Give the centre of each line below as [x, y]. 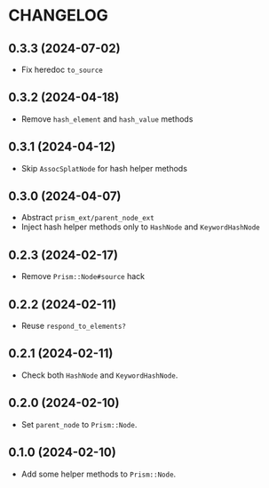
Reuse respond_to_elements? [73, 326]
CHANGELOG [58, 16]
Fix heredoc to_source [62, 69]
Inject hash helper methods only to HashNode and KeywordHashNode [140, 227]
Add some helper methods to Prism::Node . [99, 474]
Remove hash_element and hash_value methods [107, 119]
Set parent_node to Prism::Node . [79, 424]
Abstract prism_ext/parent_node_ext [87, 218]
